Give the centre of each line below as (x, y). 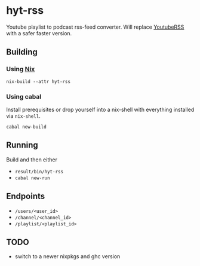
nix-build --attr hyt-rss (38, 81)
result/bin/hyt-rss (39, 172)
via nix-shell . (23, 116)
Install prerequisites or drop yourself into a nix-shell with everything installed (100, 109)
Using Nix (21, 69)
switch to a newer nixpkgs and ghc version (67, 256)
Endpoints (26, 196)
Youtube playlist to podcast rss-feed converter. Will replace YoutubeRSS (95, 27)
